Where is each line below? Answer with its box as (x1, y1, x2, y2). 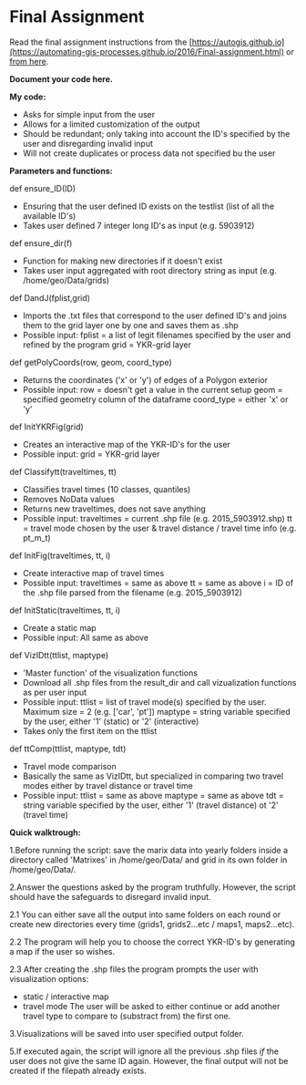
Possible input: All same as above (22, 632, 148, 643)
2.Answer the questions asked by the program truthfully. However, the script (9, 882, 296, 893)
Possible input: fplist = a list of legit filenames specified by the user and (22, 329, 291, 340)
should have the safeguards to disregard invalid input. (9, 891, 211, 902)
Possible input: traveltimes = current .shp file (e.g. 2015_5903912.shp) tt (22, 512, 293, 523)
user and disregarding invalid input (22, 138, 153, 149)
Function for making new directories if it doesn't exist (22, 255, 223, 266)
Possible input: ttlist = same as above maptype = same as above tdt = (22, 790, 284, 801)
